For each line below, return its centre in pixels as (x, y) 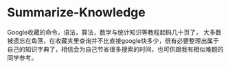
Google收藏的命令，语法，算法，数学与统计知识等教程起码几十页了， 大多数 (114, 32)
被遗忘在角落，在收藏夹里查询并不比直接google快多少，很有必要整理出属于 (113, 40)
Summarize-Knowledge (76, 13)
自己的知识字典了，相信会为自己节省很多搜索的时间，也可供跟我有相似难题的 (115, 49)
